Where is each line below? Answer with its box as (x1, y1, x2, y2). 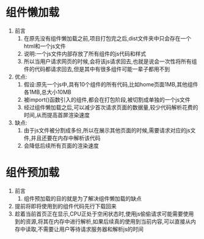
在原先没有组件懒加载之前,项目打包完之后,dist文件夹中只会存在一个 (23, 34, 192, 42)
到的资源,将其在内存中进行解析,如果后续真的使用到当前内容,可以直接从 (14, 218, 191, 225)
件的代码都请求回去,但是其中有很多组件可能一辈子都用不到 (23, 65, 170, 72)
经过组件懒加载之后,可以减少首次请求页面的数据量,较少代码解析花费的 (23, 104, 199, 111)
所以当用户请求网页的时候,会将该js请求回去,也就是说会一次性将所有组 (23, 58, 197, 65)
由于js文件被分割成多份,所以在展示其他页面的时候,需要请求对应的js (23, 126, 191, 134)
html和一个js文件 (23, 42, 66, 50)
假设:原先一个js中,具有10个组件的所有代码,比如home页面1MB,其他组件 (23, 80, 199, 88)
